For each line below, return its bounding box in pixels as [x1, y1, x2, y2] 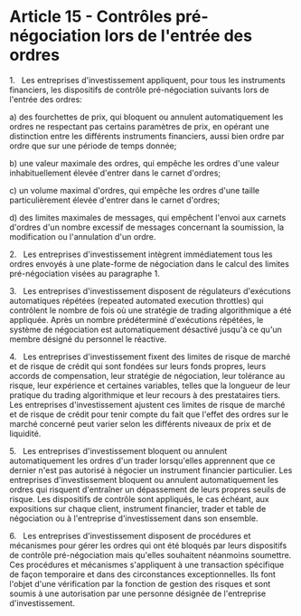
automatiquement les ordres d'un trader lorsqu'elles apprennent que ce [9, 455, 276, 466]
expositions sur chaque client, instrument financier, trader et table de [9, 503, 267, 514]
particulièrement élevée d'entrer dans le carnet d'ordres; [9, 194, 221, 205]
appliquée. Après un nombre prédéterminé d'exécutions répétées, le [9, 314, 264, 325]
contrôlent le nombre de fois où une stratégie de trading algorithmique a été [9, 305, 292, 316]
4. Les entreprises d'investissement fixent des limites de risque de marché [9, 351, 291, 362]
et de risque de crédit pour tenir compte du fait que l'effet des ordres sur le [9, 409, 289, 420]
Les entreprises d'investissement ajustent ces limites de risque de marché [9, 399, 286, 410]
